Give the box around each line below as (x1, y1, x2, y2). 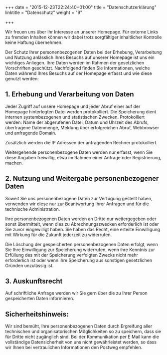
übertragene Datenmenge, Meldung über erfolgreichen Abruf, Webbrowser (5, 124, 160, 130)
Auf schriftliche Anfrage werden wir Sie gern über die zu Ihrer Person (5, 290, 148, 296)
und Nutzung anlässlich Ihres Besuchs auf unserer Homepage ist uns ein (5, 54, 155, 60)
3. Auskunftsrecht (5, 277, 63, 286)
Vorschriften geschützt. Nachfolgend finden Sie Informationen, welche (5, 65, 151, 71)
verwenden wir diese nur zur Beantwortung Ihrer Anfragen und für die (5, 201, 149, 207)
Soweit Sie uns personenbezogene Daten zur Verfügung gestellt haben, (5, 195, 153, 201)
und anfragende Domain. (5, 130, 56, 136)
